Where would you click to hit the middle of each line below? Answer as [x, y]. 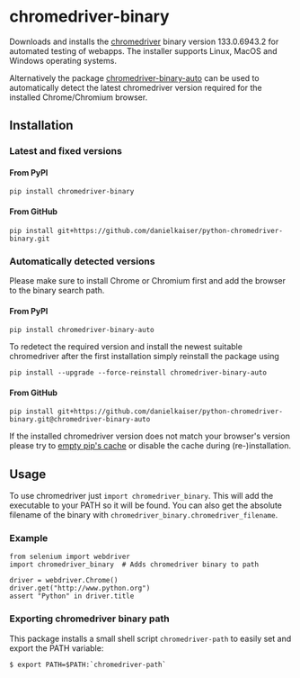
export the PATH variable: [57, 648]
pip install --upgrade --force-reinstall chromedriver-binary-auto [138, 373]
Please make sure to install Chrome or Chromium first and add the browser [147, 280]
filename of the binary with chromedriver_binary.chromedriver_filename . [144, 515]
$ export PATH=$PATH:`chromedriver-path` [88, 664]
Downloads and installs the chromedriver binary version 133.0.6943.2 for [144, 41]
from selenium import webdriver [70, 557]
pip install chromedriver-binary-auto [82, 330]
